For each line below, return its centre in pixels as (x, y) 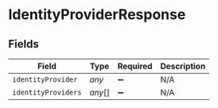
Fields (24, 44)
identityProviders (47, 93)
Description (183, 66)
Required (135, 66)
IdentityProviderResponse (97, 15)
